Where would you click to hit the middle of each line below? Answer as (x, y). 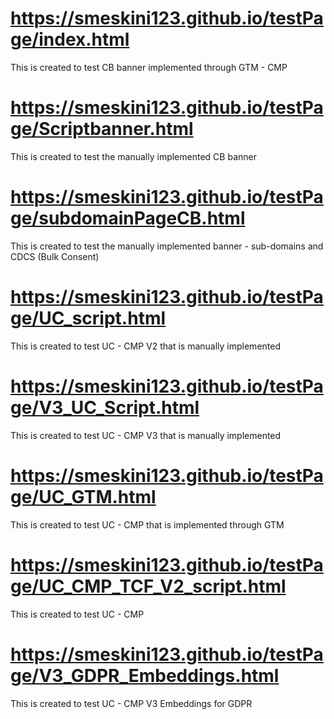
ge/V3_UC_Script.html (105, 407)
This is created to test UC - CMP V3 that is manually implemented (146, 435)
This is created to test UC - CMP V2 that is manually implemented (145, 346)
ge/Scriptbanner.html (102, 129)
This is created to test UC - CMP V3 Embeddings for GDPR (131, 703)
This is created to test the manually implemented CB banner (133, 156)
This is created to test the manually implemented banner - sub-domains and (167, 246)
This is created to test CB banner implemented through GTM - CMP (149, 67)
